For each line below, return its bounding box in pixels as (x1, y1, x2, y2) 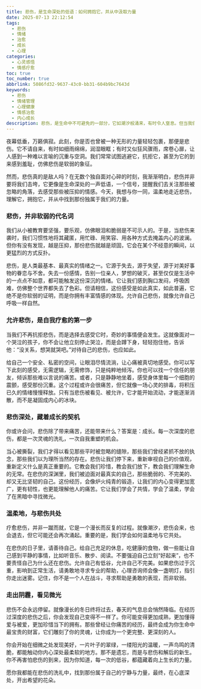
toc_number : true (6, 76, 50, 82)
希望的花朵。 (26, 676, 59, 684)
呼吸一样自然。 (6, 300, 43, 307)
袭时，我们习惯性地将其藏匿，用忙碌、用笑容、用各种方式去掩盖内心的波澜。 (6, 234, 195, 241)
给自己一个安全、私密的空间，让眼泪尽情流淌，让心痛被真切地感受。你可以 (6, 359, 190, 366)
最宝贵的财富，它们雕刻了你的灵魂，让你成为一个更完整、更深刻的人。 (6, 628, 179, 636)
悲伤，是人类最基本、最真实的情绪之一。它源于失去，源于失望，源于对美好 (6, 262, 190, 269)
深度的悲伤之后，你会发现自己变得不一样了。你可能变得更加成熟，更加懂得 (11, 613, 195, 621)
